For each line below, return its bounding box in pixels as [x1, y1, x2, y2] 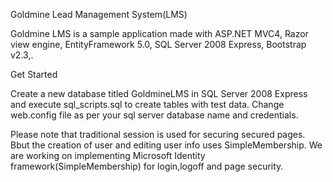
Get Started [10, 69, 58, 80]
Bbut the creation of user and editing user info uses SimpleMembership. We [10, 139, 323, 151]
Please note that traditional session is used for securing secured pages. [10, 129, 306, 140]
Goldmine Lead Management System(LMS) [10, 9, 188, 20]
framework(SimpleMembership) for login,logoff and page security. [10, 160, 284, 172]
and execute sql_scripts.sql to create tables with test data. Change [10, 99, 285, 110]
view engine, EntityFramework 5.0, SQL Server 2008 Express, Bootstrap [10, 39, 307, 50]
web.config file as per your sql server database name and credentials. [10, 109, 299, 121]
